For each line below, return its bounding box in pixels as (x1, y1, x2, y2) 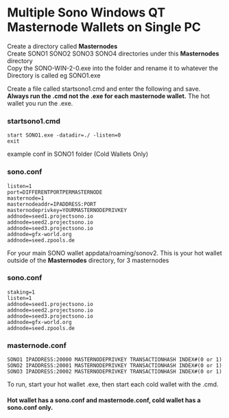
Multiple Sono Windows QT (7, 5, 166, 21)
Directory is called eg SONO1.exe (7, 71, 101, 80)
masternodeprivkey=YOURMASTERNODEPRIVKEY (7, 207, 128, 213)
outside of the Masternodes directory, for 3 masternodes (7, 256, 169, 264)
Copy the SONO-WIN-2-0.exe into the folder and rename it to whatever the (7, 64, 219, 72)
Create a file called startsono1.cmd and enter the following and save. (7, 84, 201, 93)
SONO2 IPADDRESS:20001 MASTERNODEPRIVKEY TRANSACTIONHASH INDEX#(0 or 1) (7, 362, 223, 369)
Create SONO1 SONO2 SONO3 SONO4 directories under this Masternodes (7, 49, 219, 58)
